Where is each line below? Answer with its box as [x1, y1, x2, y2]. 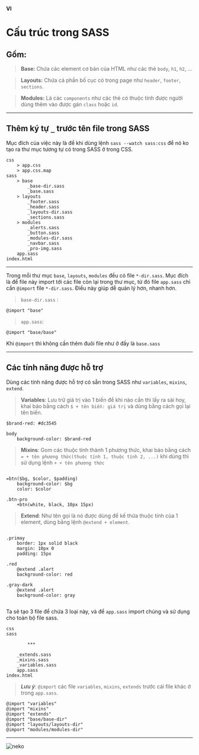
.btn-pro [6, 496, 28, 503]
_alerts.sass [27, 225, 60, 230]
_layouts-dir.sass [27, 209, 73, 215]
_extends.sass [17, 652, 52, 658]
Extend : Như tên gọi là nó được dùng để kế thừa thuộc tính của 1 [20, 512, 178, 519]
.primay [6, 535, 25, 541]
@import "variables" [6, 700, 57, 706]
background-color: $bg [17, 481, 73, 487]
